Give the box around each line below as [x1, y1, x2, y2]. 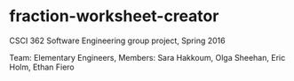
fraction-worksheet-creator [9, 6, 219, 26]
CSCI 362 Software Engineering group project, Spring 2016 [9, 35, 226, 46]
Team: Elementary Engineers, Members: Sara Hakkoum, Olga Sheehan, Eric [9, 52, 286, 63]
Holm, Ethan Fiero [9, 62, 75, 72]
